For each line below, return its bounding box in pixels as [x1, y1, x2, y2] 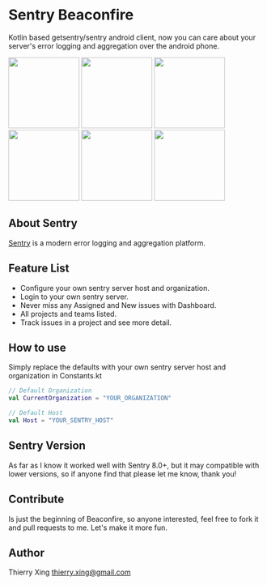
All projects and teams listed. [19, 309, 117, 318]
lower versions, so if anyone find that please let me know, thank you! [8, 468, 237, 479]
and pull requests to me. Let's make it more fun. [8, 523, 168, 532]
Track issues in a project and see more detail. [19, 318, 172, 327]
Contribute [8, 493, 65, 506]
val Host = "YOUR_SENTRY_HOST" [8, 416, 114, 425]
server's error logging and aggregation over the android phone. [8, 41, 220, 50]
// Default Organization [8, 386, 92, 395]
